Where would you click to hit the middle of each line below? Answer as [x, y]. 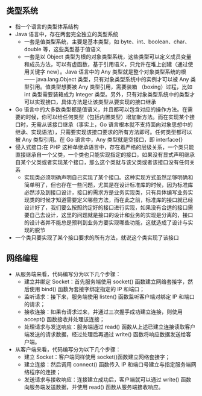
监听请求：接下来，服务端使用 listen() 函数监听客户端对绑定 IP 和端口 [109, 297]
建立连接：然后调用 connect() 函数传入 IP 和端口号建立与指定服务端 [107, 364]
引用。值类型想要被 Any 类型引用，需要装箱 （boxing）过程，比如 [111, 87]
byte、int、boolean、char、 [155, 42]
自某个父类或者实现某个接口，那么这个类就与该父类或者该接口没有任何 [102, 162]
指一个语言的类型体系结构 [47, 27]
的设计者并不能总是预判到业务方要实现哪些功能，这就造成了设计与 [106, 222]
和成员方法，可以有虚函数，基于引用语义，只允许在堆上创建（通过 [106, 64]
